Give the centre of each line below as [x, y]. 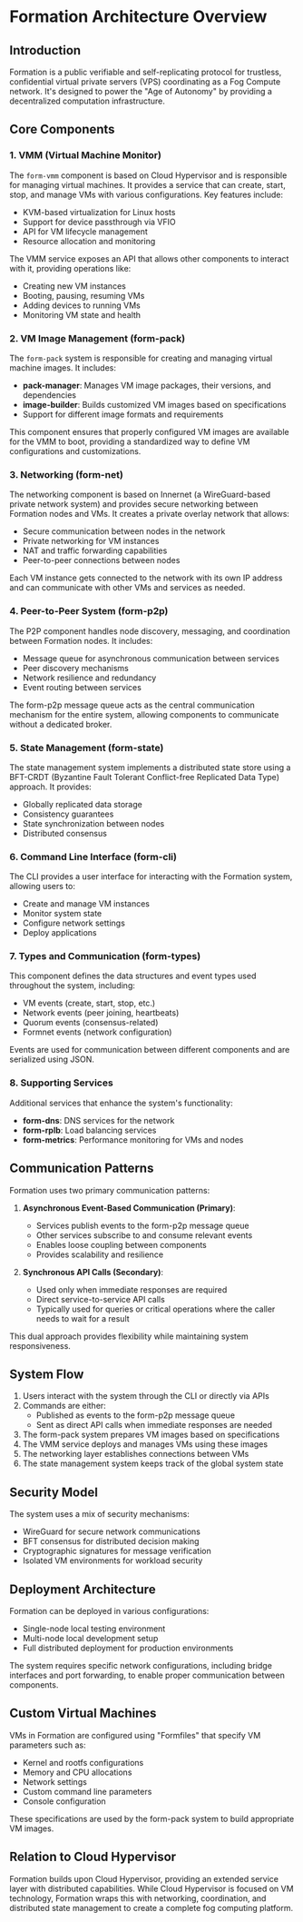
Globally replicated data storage [82, 804]
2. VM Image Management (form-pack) [98, 338]
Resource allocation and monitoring [89, 241]
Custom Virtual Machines [83, 1714]
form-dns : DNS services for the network [98, 1120]
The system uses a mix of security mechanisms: [100, 1514]
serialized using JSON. [52, 1059]
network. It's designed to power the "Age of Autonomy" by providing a [141, 91]
